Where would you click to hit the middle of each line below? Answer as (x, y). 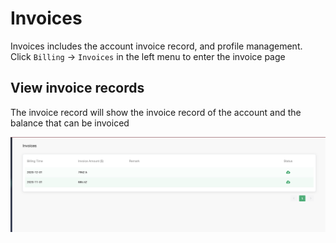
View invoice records (77, 88)
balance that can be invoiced (70, 123)
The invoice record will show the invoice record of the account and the (156, 112)
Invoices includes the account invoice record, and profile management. (156, 46)
